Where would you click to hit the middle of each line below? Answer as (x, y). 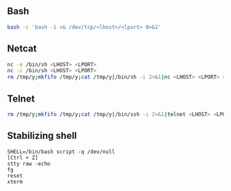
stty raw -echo (29, 164)
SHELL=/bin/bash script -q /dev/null (61, 151)
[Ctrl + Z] (23, 157)
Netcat (22, 48)
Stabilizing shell (42, 136)
